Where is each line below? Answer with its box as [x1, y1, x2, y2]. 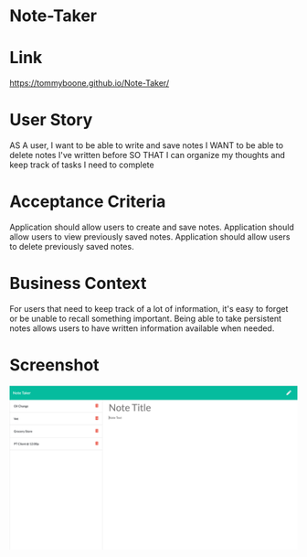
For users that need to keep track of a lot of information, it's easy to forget [9, 303, 289, 314]
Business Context [9, 273, 147, 294]
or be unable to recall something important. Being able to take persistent [9, 313, 281, 324]
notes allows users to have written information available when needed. [9, 322, 275, 334]
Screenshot [9, 355, 100, 376]
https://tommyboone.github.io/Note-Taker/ [9, 78, 170, 89]
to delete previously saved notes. [9, 241, 134, 252]
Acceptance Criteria [9, 191, 166, 212]
